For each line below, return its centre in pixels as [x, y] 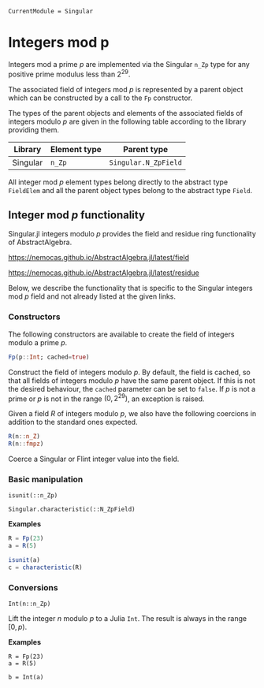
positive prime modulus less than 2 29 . [69, 73]
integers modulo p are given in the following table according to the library [127, 121]
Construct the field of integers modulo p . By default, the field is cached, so [129, 372]
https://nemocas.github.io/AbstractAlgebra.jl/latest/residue [104, 273]
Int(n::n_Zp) [30, 604]
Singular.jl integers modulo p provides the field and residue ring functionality [132, 234]
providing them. [34, 129]
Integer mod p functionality [77, 215]
